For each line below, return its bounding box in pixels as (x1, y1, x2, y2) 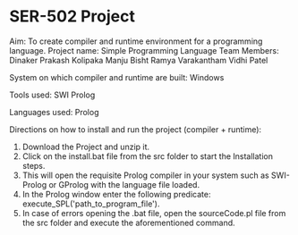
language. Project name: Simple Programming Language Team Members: (9, 45, 279, 55)
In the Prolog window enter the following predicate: (21, 189, 211, 199)
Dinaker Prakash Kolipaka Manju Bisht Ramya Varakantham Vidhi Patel (9, 55, 268, 65)
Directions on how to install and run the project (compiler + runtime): (9, 123, 262, 135)
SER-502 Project (9, 6, 136, 27)
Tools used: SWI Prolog (9, 89, 96, 100)
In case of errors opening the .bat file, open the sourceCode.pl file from (21, 207, 286, 218)
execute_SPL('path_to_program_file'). (21, 198, 160, 209)
